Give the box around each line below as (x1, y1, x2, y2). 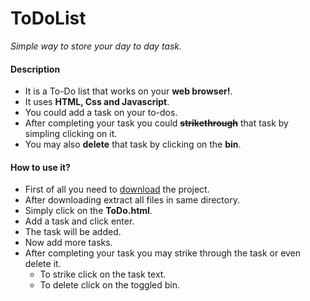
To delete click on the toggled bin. (39, 279, 180, 291)
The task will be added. (24, 226, 122, 238)
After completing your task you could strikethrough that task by (24, 117, 289, 129)
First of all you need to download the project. (24, 183, 210, 196)
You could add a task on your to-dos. (24, 107, 178, 119)
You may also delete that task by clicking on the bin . (24, 138, 242, 151)
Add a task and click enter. (24, 215, 135, 227)
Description (10, 63, 61, 75)
